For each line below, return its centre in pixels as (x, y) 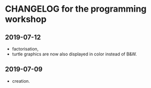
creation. (21, 81)
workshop (26, 19)
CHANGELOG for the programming (76, 9)
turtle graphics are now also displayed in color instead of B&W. (74, 54)
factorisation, (25, 49)
